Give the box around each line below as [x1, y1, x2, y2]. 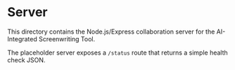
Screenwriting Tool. [38, 34, 96, 43]
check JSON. [7, 55, 46, 64]
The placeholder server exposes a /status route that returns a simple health [7, 48, 229, 57]
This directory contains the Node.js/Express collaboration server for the [7, 27, 215, 36]
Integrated [7, 34, 37, 43]
